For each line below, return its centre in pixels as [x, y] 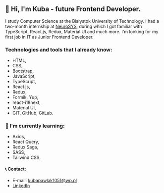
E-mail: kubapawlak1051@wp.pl [45, 180]
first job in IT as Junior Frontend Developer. [49, 37]
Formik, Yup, [25, 97]
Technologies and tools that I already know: [59, 49]
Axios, [19, 137]
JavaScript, [24, 76]
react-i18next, [27, 102]
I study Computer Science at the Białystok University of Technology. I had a [82, 21]
